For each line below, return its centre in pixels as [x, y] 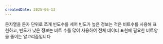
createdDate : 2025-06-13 [30, 10]
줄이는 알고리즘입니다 [30, 36]
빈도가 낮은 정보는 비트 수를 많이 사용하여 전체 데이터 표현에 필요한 [82, 30]
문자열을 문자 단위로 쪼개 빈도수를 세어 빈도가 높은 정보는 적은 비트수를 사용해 [78, 24]
